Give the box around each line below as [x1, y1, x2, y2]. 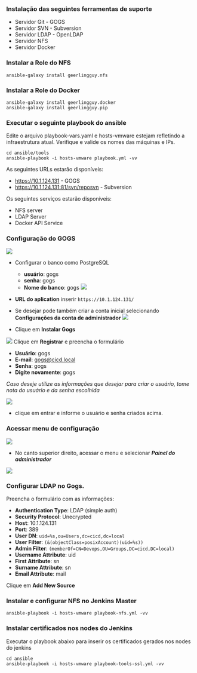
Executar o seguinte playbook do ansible [6, 118, 127, 127]
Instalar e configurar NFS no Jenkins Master [6, 597, 137, 605]
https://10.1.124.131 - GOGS [14, 177, 81, 185]
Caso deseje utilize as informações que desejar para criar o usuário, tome [6, 380, 190, 388]
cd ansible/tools [6, 150, 50, 156]
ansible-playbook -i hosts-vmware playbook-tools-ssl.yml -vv [6, 660, 164, 667]
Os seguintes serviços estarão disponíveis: [6, 195, 112, 202]
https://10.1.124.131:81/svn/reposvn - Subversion [14, 184, 133, 191]
